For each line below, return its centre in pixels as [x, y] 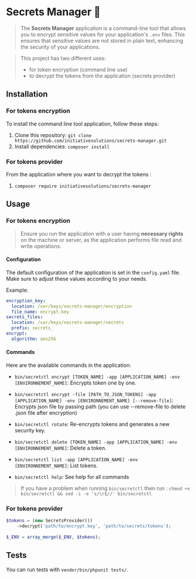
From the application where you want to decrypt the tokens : [79, 174]
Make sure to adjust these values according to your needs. [77, 278]
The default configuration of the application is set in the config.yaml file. [93, 273]
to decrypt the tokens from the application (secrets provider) [102, 76]
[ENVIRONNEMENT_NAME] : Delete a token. [60, 448]
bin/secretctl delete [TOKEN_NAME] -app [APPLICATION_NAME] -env [96, 442]
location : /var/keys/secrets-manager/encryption [72, 306]
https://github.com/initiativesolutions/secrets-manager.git [91, 141]
